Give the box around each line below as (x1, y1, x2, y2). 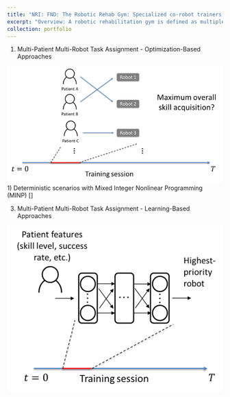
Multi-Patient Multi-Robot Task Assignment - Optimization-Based (16, 45, 201, 53)
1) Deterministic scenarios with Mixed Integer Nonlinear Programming (7, 184, 203, 192)
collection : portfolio (7, 25, 72, 32)
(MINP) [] (7, 191, 34, 200)
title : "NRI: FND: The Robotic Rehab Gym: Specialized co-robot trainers (7, 11, 222, 18)
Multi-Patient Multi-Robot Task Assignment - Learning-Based (16, 204, 190, 213)
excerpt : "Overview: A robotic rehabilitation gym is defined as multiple (7, 18, 225, 25)
